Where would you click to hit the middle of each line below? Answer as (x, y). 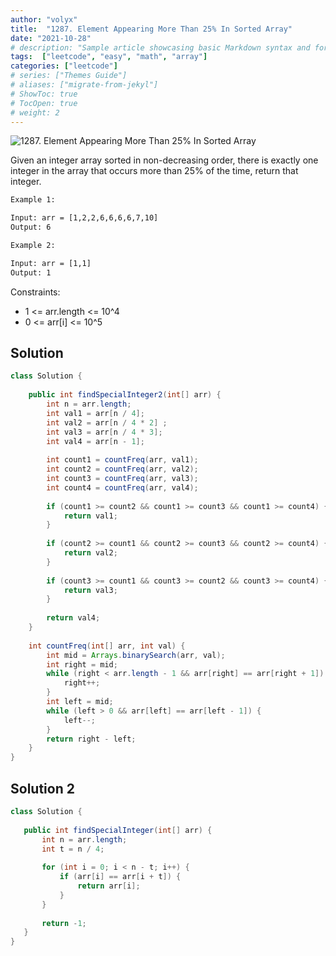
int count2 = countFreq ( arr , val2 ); (122, 469)
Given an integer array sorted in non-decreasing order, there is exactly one (164, 160)
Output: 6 (31, 227)
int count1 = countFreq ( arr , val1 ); (122, 460)
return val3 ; (90, 590)
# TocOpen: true (44, 103)
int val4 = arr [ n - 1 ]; (95, 441)
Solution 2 (42, 788)
